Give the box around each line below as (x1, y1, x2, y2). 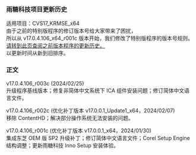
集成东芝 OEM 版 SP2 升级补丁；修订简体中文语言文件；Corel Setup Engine (6, 134, 190, 141)
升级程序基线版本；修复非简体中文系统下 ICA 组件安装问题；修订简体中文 (6, 87, 185, 94)
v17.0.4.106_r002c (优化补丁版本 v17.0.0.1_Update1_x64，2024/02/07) (6, 107, 175, 114)
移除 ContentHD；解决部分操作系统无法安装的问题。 (6, 114, 134, 121)
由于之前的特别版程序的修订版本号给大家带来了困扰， (6, 27, 137, 34)
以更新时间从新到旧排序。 (6, 49, 69, 57)
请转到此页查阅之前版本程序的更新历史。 (6, 42, 105, 49)
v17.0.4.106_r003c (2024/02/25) (6, 80, 84, 87)
